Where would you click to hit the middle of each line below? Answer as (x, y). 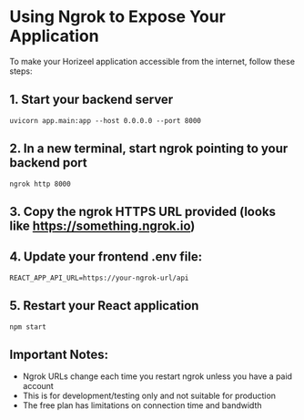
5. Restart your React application (104, 306)
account (38, 386)
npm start (28, 327)
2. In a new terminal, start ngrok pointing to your (149, 149)
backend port (49, 163)
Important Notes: (59, 354)
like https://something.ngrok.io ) (102, 225)
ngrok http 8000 (40, 184)
